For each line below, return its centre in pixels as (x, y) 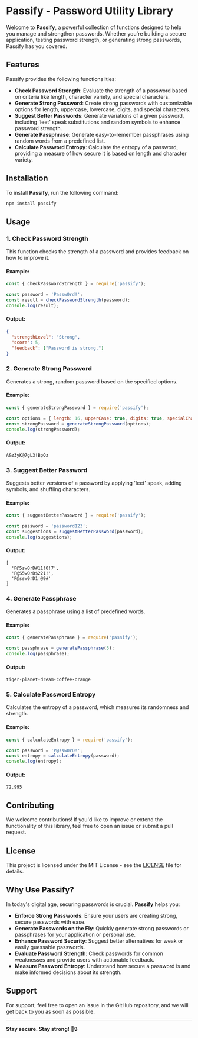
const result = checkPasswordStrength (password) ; (68, 300)
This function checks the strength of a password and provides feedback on (98, 252)
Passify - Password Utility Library (90, 11)
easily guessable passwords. (50, 947)
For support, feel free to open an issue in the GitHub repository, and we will (97, 1005)
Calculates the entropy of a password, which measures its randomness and (98, 707)
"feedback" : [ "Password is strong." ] (58, 348)
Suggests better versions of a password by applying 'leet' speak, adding (94, 483)
